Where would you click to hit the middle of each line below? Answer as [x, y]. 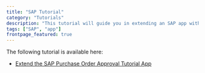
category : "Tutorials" [35, 18]
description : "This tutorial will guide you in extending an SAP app [97, 23]
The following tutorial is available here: [55, 52]
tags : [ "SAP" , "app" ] [34, 29]
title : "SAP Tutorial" [35, 12]
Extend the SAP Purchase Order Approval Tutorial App [83, 64]
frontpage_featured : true [39, 35]
